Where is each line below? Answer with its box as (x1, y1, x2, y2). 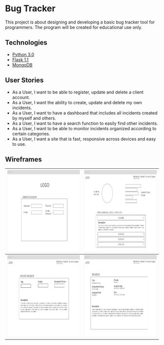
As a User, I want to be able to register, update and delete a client (12, 89, 144, 95)
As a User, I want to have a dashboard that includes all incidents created (12, 110, 158, 115)
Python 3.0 (12, 51, 35, 57)
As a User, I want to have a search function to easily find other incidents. (12, 120, 158, 126)
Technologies (5, 39, 48, 47)
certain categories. (12, 131, 50, 137)
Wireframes (5, 155, 42, 163)
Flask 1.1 (12, 57, 29, 63)
